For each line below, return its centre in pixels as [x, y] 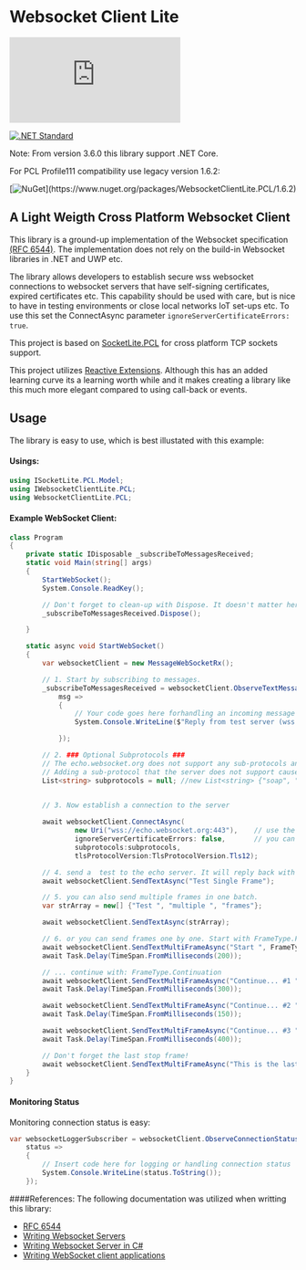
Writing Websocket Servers [74, 1235]
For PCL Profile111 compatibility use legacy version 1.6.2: [115, 171]
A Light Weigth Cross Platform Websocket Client [150, 218]
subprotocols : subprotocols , [127, 847]
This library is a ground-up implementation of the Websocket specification [149, 239]
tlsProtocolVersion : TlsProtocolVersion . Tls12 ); [166, 855]
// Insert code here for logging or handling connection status [167, 1165]
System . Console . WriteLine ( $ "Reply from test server [174, 722]
